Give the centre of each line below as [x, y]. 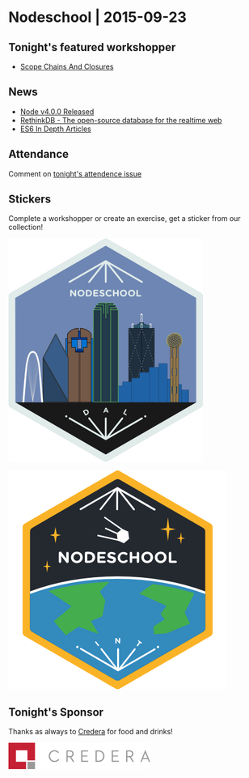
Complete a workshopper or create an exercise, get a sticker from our [124, 219]
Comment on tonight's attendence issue [75, 173]
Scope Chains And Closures [67, 66]
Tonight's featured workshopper [92, 47]
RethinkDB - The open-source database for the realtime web [121, 120]
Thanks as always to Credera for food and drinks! [91, 732]
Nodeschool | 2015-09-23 [98, 17]
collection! [25, 227]
